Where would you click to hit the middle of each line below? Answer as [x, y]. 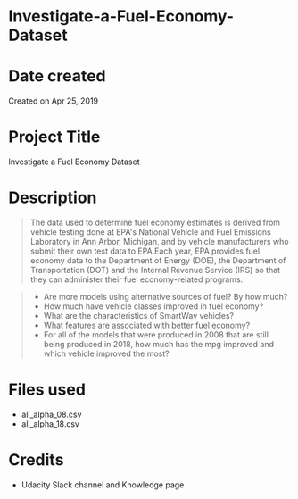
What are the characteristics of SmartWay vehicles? [138, 316]
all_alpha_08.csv [51, 414]
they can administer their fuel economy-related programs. [137, 279]
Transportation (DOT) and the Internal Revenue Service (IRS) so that [155, 270]
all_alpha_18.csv [50, 424]
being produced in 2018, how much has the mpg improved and [158, 344]
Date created [57, 76]
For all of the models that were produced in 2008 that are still [156, 335]
